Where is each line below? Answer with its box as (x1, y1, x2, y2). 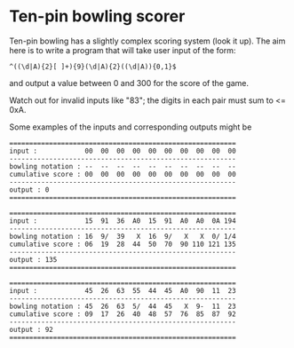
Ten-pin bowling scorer (9, 6, 186, 27)
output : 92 (9, 325, 53, 334)
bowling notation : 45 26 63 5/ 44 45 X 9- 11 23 (9, 302, 237, 311)
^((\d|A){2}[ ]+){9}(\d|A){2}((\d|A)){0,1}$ (9, 62, 177, 71)
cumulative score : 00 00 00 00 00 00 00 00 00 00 (9, 170, 237, 178)
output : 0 (9, 185, 50, 194)
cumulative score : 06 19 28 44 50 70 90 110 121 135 (9, 240, 237, 249)
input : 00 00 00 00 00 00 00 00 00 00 (9, 146, 237, 155)
